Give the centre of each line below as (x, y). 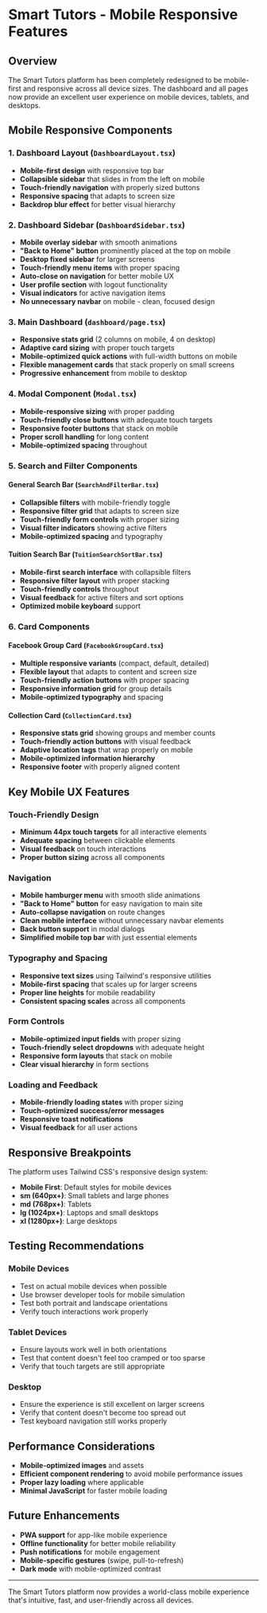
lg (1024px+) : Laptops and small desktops (89, 1213)
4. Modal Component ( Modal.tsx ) (72, 394)
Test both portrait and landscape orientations (94, 1303)
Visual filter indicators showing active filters (93, 528)
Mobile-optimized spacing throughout (83, 445)
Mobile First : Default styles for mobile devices (96, 1187)
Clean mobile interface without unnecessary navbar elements (122, 920)
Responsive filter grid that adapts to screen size (99, 510)
